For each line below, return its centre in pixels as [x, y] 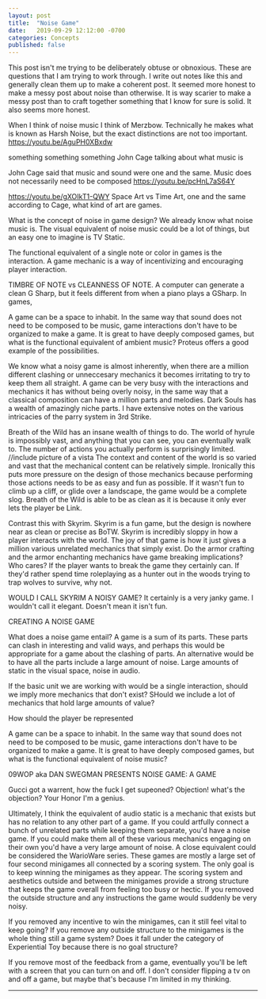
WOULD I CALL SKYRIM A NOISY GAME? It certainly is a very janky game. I [131, 598]
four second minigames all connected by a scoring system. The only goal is [131, 864]
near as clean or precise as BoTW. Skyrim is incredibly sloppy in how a [123, 532]
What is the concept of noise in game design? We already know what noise [131, 221]
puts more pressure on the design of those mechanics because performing [131, 475]
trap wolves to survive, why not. [60, 582]
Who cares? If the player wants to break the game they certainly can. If [124, 566]
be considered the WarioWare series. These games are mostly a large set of [132, 856]
